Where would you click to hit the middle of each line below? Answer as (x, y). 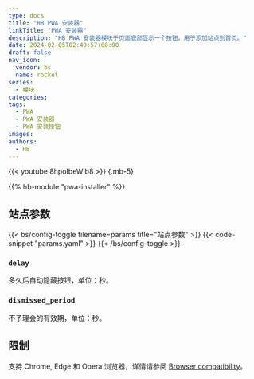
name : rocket (37, 75)
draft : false (30, 53)
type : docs (26, 16)
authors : (23, 141)
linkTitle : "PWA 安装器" (48, 30)
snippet (21, 244)
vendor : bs (33, 68)
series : (21, 82)
